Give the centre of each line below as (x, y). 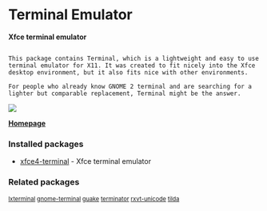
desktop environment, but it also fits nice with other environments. (128, 72)
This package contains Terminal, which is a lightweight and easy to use (134, 58)
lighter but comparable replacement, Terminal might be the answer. (125, 94)
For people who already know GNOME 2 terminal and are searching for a (130, 86)
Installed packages (46, 144)
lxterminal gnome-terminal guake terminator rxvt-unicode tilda (94, 199)
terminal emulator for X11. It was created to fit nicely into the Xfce (132, 66)
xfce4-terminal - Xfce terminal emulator (86, 161)
